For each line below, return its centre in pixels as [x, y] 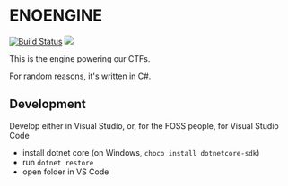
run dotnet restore [58, 162]
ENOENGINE [56, 16]
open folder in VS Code [65, 172]
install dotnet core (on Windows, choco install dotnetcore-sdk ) [141, 152]
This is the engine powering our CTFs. [80, 58]
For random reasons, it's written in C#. [80, 76]
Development [48, 104]
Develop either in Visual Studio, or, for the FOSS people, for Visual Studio [144, 125]
